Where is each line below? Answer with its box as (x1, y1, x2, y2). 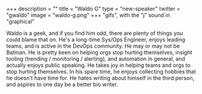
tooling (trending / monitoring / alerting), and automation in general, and (6, 55, 186, 62)
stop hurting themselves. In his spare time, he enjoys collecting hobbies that (6, 68, 197, 75)
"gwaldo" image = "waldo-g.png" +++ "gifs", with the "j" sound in (6, 11, 171, 19)
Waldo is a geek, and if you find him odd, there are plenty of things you (6, 30, 183, 37)
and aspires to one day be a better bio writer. (6, 81, 119, 88)
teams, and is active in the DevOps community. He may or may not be (6, 42, 180, 49)
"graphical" (6, 18, 35, 25)
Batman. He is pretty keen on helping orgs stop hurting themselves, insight (6, 49, 192, 56)
